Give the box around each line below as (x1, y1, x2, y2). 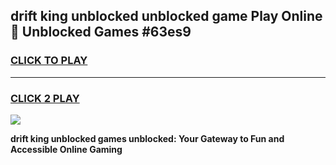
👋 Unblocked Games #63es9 (10, 24, 192, 41)
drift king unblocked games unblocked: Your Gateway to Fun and (10, 132, 285, 144)
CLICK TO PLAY (10, 54, 88, 68)
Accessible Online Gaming (10, 143, 123, 155)
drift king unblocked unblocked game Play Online (10, 8, 323, 25)
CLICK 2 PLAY (10, 91, 80, 105)
